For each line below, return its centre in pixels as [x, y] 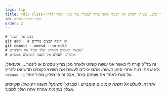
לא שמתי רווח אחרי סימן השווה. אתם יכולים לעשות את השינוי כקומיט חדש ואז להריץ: [83, 70]
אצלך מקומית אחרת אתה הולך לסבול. [40, 89]
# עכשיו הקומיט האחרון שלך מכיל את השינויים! [44, 50]
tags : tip [15, 10]
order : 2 [14, 23]
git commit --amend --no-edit [36, 46]
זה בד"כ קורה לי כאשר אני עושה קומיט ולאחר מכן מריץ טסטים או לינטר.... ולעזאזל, [81, 64]
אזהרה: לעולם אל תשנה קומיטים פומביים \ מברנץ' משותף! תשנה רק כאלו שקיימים [80, 84]
